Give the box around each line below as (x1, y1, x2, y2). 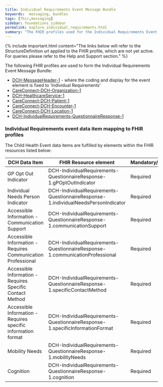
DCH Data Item (8, 159, 43, 166)
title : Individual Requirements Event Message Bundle (5, 7, 116, 12)
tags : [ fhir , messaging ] (5, 16, 53, 21)
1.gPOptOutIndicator (48, 179, 96, 186)
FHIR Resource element (59, 159, 115, 166)
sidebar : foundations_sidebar (5, 20, 66, 26)
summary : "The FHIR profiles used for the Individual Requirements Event (5, 30, 158, 34)
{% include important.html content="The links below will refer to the (5, 43, 141, 48)
